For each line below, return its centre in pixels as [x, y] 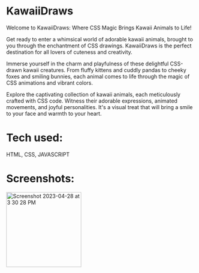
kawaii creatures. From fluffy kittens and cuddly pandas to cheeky [105, 70]
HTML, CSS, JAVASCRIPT [38, 154]
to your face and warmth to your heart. [54, 113]
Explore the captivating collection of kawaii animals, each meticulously [94, 94]
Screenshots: [40, 179]
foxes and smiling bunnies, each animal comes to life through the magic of [98, 76]
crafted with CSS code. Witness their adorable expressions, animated [92, 101]
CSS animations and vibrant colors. [50, 83]
